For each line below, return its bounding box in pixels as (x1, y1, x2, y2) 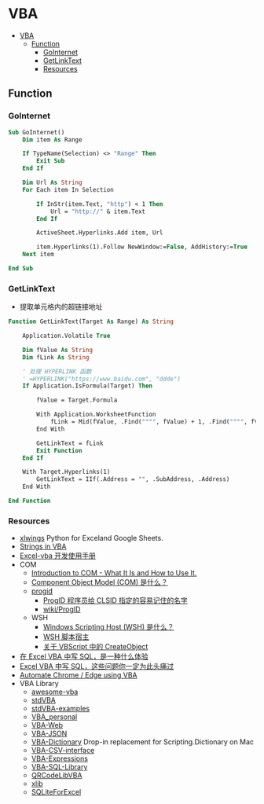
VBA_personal (31, 712, 78, 721)
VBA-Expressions (31, 754, 89, 763)
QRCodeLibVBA (31, 771, 82, 780)
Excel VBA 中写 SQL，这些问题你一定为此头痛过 (19, 662, 174, 671)
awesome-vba (31, 687, 79, 696)
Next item (22, 251, 55, 259)
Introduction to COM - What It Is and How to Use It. (31, 568, 197, 578)
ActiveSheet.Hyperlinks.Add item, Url (36, 229, 163, 237)
